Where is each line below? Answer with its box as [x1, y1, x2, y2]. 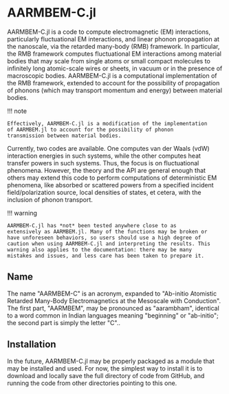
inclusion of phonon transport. [7, 195, 93, 204]
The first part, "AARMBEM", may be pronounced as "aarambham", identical [7, 304, 220, 312]
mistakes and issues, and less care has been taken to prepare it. [7, 252, 205, 259]
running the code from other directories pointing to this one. [7, 379, 177, 387]
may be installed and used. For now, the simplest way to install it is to [7, 364, 203, 373]
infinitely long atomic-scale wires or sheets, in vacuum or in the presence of [7, 64, 223, 72]
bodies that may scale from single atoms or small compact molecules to [7, 56, 211, 65]
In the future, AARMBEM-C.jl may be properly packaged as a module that [7, 357, 215, 365]
